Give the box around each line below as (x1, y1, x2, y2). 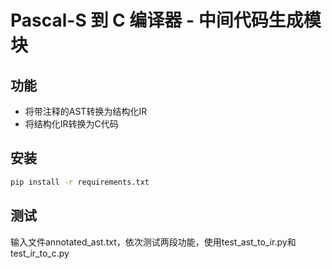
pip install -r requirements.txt (10, 177, 150, 187)
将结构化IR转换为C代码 (24, 118, 119, 130)
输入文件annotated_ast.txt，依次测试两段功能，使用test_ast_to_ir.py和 (10, 236, 297, 248)
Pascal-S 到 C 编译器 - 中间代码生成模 (10, 9, 322, 32)
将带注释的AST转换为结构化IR (24, 106, 148, 117)
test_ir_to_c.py (10, 247, 70, 259)
